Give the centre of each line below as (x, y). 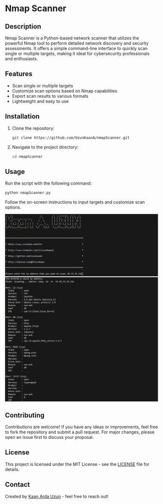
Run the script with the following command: (49, 183)
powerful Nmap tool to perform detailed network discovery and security (77, 43)
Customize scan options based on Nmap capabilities (65, 91)
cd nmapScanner (27, 156)
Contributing (25, 415)
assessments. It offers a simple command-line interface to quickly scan (76, 48)
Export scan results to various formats (50, 96)
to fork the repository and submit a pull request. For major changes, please (80, 432)
